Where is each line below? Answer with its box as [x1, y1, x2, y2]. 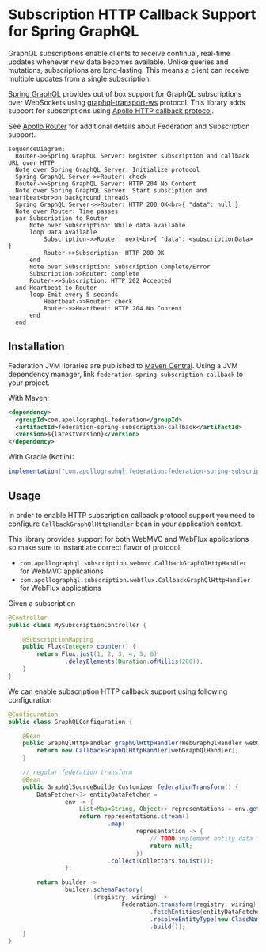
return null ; [150, 842, 193, 850]
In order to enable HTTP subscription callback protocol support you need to [8, 510, 256, 520]
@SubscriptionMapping [22, 635, 93, 643]
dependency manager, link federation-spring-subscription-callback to [8, 369, 244, 379]
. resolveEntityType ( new [150, 915, 228, 923]
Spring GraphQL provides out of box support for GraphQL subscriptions [8, 89, 242, 98]
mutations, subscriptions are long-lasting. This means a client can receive [8, 65, 249, 74]
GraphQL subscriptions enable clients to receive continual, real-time [8, 48, 231, 58]
